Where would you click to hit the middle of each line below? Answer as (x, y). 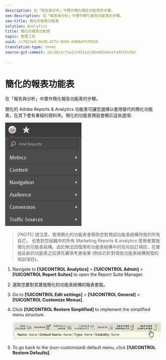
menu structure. (29, 315)
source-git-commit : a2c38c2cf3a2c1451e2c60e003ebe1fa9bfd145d (70, 52)
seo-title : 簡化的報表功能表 (32, 21)
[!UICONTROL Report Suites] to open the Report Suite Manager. (78, 274)
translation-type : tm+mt (31, 47)
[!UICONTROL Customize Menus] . (48, 300)
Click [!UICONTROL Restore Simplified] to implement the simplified (81, 309)
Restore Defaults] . (31, 353)
